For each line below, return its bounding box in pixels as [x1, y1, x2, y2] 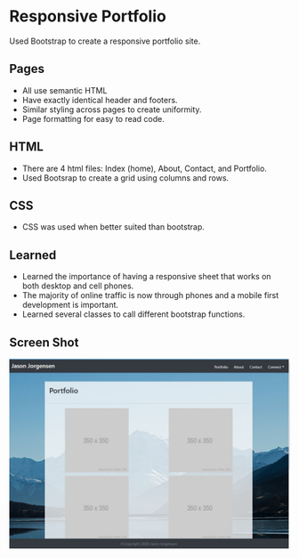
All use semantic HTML [21, 85, 108, 95]
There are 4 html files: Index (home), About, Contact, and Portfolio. [21, 163, 267, 174]
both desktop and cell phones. [21, 280, 134, 291]
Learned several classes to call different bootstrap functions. [21, 309, 246, 319]
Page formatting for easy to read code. [21, 113, 165, 124]
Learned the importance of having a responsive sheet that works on [21, 271, 271, 282]
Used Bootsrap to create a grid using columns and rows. [21, 172, 230, 183]
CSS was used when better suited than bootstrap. [21, 222, 205, 232]
